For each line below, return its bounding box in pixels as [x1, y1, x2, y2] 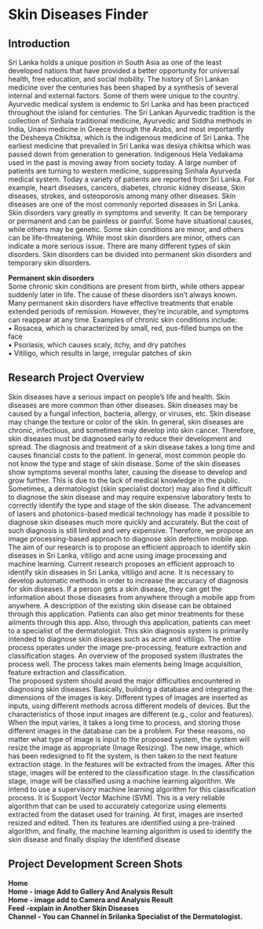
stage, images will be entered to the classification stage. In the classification [8, 768, 255, 777]
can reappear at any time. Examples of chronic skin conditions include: [8, 315, 238, 324]
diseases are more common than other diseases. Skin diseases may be [8, 400, 238, 409]
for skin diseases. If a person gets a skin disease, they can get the [8, 584, 222, 593]
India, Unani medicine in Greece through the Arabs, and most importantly [8, 124, 245, 134]
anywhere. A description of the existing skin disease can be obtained [8, 600, 232, 610]
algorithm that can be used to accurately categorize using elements [8, 801, 227, 810]
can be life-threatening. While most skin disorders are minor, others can [8, 233, 241, 242]
